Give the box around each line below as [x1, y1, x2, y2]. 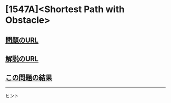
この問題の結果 [5, 74, 52, 82]
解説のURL [5, 54, 39, 63]
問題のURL [5, 36, 39, 44]
